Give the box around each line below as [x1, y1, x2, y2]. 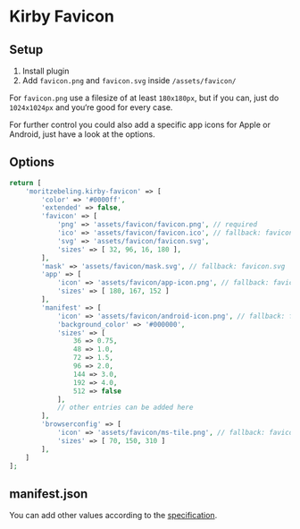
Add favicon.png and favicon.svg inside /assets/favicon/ [21, 75, 237, 86]
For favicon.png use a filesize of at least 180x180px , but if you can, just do [9, 92, 279, 103]
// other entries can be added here [56, 403, 194, 413]
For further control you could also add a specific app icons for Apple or [9, 119, 271, 130]
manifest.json [9, 486, 88, 501]
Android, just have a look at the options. [9, 129, 156, 140]
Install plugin [21, 65, 70, 76]
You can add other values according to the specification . [9, 510, 218, 521]
